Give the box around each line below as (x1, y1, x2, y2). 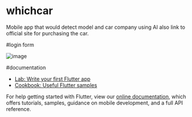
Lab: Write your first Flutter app (14, 75, 91, 82)
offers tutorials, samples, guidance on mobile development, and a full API (6, 99, 183, 106)
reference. (6, 105, 31, 112)
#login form (6, 41, 34, 48)
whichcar (6, 4, 53, 18)
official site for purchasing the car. (6, 29, 89, 36)
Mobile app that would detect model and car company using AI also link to (6, 24, 186, 31)
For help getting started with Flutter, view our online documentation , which (6, 93, 187, 100)
